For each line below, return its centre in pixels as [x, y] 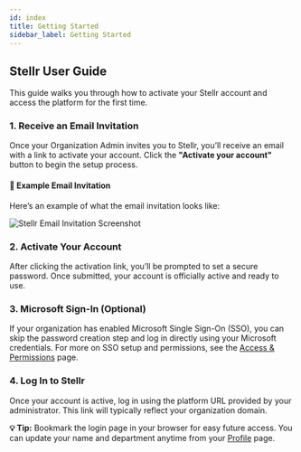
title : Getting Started [54, 26]
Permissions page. [44, 357]
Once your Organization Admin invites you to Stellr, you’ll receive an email [147, 146]
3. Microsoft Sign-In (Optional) [78, 308]
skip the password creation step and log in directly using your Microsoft [143, 338]
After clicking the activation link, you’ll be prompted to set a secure [134, 266]
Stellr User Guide [58, 71]
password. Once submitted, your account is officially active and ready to [144, 276]
